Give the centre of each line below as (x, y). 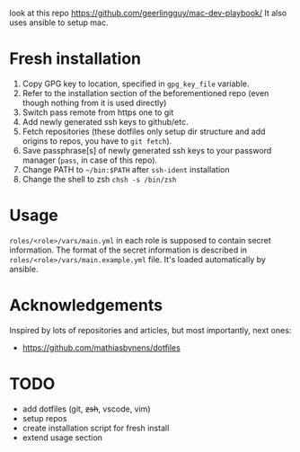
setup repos (44, 418)
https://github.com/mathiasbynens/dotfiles (101, 347)
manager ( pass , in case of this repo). (90, 160)
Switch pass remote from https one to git (98, 112)
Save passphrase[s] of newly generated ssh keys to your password (147, 150)
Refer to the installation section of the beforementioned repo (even (146, 93)
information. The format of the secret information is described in (128, 250)
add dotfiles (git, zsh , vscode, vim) (86, 409)
